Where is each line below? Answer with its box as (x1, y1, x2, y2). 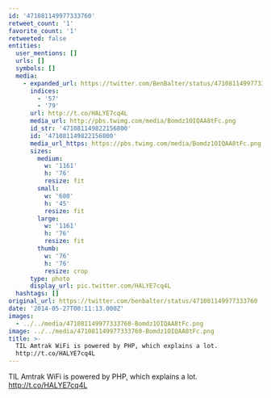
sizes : (29, 147, 52, 155)
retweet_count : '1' (8, 19, 74, 27)
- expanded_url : (23, 79, 78, 87)
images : (8, 312, 35, 320)
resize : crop (44, 267, 89, 275)
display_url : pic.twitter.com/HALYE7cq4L (29, 282, 172, 291)
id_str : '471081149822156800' (29, 124, 131, 132)
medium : (37, 154, 63, 162)
